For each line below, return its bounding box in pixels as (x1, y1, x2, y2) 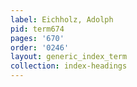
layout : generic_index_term (10, 52, 128, 62)
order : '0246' (10, 42, 70, 53)
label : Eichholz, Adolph (10, 14, 114, 25)
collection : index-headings (10, 61, 128, 71)
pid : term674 (10, 24, 65, 34)
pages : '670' (10, 33, 65, 43)
